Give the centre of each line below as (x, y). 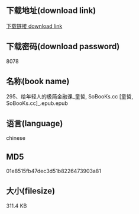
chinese (16, 138)
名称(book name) (38, 82)
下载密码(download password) (63, 47)
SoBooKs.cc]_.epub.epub (37, 103)
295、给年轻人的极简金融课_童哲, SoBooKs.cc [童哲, (70, 97)
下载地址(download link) (51, 11)
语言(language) (35, 123)
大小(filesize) (30, 191)
